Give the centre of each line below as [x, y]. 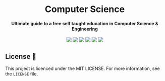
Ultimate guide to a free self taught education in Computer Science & [85, 23]
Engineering [85, 29]
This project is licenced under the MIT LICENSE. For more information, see [82, 68]
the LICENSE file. [22, 74]
